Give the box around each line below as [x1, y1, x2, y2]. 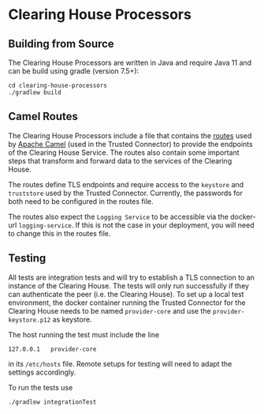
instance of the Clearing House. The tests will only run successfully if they [8, 280, 250, 290]
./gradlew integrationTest [8, 397, 97, 406]
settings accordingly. [8, 367, 76, 377]
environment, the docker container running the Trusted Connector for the [8, 298, 246, 307]
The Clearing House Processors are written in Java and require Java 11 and [8, 58, 252, 67]
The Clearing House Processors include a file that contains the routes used [8, 130, 252, 140]
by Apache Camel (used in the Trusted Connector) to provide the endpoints [8, 139, 254, 149]
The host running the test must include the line [8, 329, 160, 339]
